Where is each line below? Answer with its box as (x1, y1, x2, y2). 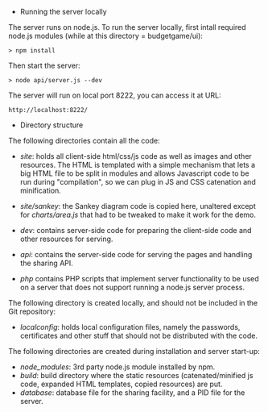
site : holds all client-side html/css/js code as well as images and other (19, 152, 252, 160)
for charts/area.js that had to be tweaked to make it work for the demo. (19, 210, 256, 219)
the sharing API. (19, 258, 74, 268)
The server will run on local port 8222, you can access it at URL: (8, 90, 221, 100)
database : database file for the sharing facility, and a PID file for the (19, 388, 245, 397)
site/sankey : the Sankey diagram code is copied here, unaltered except (19, 202, 256, 210)
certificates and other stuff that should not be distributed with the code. (19, 331, 258, 340)
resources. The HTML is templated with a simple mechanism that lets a (19, 160, 256, 169)
